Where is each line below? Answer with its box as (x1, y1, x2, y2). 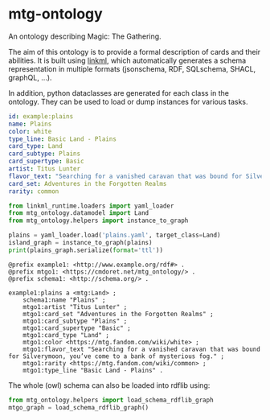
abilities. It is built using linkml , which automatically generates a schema (8, 56, 247, 65)
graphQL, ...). (8, 72, 52, 82)
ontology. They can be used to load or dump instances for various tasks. (8, 97, 248, 106)
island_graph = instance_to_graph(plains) (8, 239, 153, 247)
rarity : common (8, 187, 59, 196)
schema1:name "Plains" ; (22, 295, 106, 304)
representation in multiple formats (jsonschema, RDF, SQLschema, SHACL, (8, 64, 256, 73)
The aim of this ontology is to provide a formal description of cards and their (8, 47, 261, 56)
